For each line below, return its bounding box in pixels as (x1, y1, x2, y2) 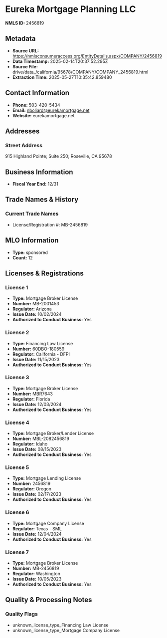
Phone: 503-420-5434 (12, 102, 60, 108)
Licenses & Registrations (5, 269, 84, 277)
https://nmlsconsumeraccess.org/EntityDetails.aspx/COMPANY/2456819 (12, 53, 162, 59)
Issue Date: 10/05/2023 (12, 576, 62, 582)
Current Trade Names (5, 211, 59, 217)
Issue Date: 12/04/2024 (12, 531, 62, 537)
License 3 (5, 374, 29, 381)
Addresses (5, 127, 40, 135)
